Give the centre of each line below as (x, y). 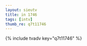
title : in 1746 (21, 15)
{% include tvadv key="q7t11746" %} (44, 38)
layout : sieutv (21, 10)
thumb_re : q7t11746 (26, 24)
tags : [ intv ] (19, 19)
